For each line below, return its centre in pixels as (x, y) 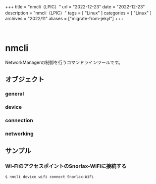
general (15, 94)
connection (19, 121)
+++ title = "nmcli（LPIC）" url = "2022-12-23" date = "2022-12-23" (75, 7)
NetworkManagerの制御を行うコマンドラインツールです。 (64, 62)
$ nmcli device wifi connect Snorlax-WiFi (50, 177)
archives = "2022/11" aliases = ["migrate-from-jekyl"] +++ (64, 19)
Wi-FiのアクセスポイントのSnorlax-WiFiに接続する (66, 166)
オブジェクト (25, 79)
